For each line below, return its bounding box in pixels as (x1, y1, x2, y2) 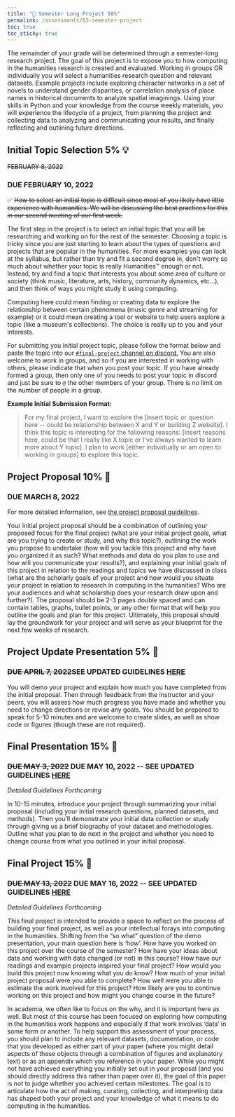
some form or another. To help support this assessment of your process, (7, 1027, 216, 1036)
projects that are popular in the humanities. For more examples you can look (7, 247, 227, 256)
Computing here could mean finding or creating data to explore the (7, 298, 201, 306)
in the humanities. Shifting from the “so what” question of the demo (7, 932, 201, 940)
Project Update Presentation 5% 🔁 (7, 646, 159, 658)
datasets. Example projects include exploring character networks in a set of (7, 79, 225, 88)
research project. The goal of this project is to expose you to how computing (7, 57, 228, 65)
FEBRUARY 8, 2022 (7, 163, 64, 171)
